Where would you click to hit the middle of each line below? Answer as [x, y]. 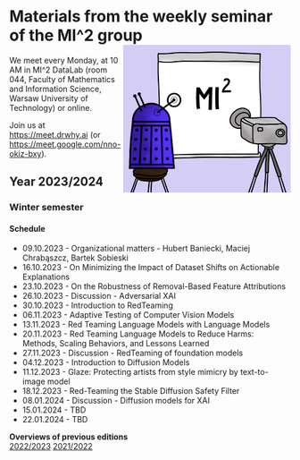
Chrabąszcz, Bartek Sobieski [75, 258]
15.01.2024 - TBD [54, 410]
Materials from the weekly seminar [141, 17]
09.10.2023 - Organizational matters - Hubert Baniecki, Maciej [136, 249]
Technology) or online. [50, 107]
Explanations [46, 277]
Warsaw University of [49, 98]
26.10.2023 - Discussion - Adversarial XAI [99, 296]
